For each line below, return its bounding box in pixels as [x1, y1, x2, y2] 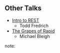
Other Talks [4, 4, 42, 12]
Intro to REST [11, 17, 39, 23]
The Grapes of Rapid [11, 27, 55, 34]
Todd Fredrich [19, 22, 48, 28]
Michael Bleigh [19, 33, 50, 39]
